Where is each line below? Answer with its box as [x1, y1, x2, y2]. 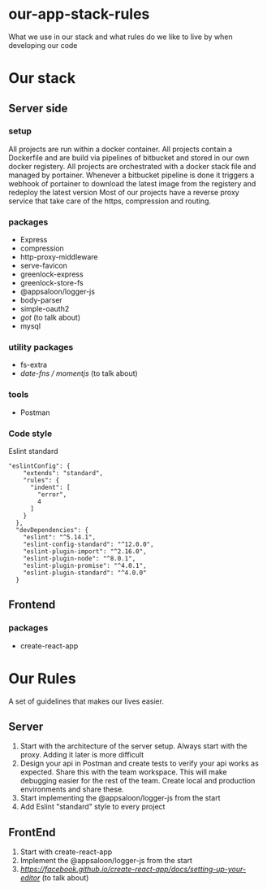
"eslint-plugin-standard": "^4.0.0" [23, 569, 148, 577]
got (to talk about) [19, 312, 81, 322]
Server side [8, 101, 68, 115]
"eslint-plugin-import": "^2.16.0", [23, 548, 148, 556]
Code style [8, 428, 53, 439]
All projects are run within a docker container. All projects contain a [8, 144, 233, 154]
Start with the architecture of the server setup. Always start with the [19, 741, 248, 751]
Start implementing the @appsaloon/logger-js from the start [19, 793, 221, 803]
